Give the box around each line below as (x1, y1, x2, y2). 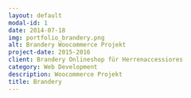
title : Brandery (8, 77, 62, 85)
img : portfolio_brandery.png (8, 33, 105, 42)
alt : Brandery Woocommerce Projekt (8, 41, 127, 49)
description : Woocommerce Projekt (8, 70, 123, 78)
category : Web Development (8, 63, 98, 71)
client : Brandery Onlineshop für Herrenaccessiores (8, 56, 183, 64)
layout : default (8, 11, 62, 20)
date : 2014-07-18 (8, 26, 66, 34)
